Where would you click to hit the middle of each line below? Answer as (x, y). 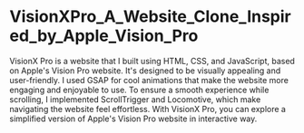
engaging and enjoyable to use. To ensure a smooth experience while (139, 90)
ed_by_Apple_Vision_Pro (104, 36)
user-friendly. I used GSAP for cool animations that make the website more (149, 80)
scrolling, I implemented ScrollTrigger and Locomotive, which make (135, 99)
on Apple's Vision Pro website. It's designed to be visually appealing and (145, 71)
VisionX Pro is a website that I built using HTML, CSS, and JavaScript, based (152, 61)
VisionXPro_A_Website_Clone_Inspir (151, 17)
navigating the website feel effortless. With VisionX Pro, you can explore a (147, 109)
